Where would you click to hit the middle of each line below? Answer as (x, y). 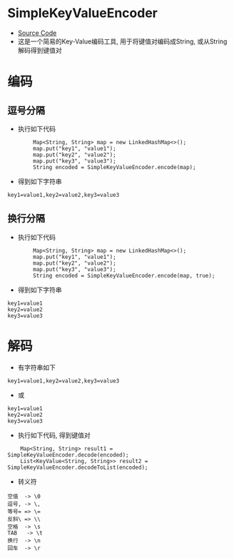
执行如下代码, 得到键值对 (54, 435)
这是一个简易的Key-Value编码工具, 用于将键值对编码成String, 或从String (122, 41)
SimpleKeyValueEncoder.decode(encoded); (68, 455)
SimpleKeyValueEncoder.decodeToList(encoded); (78, 467)
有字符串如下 (36, 367)
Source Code (37, 33)
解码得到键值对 (40, 50)
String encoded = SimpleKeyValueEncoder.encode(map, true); (124, 275)
